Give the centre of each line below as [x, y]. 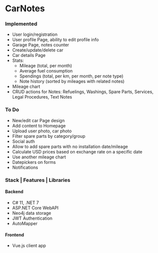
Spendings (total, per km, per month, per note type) [71, 76]
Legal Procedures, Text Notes [42, 97]
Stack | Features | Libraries [38, 180]
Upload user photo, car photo [42, 131]
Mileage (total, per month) [46, 66]
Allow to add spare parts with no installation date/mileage [70, 146]
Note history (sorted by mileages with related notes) [72, 81]
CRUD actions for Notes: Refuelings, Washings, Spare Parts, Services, [83, 92]
